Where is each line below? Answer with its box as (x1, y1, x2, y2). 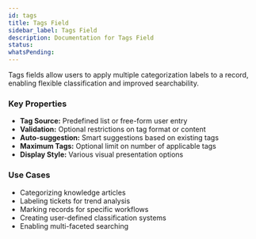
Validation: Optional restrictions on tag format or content (19, 124, 206, 135)
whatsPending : (8, 48, 55, 56)
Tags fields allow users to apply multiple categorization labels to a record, (8, 70, 249, 79)
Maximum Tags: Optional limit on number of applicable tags (19, 142, 216, 151)
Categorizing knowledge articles (19, 188, 126, 197)
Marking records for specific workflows (19, 204, 149, 214)
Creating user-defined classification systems (19, 213, 166, 222)
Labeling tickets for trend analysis (19, 195, 131, 206)
